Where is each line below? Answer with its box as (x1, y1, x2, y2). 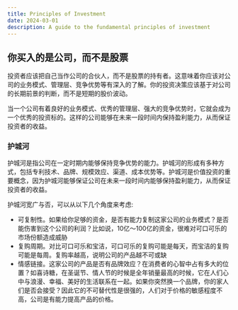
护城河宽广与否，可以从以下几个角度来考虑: (7, 200, 134, 209)
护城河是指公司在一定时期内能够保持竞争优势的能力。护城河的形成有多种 (7, 159, 218, 167)
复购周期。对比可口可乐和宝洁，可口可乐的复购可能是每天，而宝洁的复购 (17, 242, 229, 251)
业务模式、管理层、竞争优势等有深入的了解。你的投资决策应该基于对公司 (19, 81, 231, 89)
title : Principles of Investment (7, 10, 106, 18)
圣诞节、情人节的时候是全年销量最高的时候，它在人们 (67, 268, 223, 277)
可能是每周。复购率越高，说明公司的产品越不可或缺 (17, 251, 167, 259)
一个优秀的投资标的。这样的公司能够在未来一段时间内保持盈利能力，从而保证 (7, 113, 231, 122)
